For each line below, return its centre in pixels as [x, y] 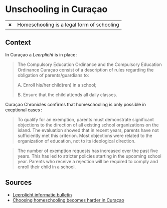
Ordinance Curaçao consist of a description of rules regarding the [86, 70]
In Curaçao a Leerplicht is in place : [41, 54]
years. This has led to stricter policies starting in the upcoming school [89, 156]
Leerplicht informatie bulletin [42, 194]
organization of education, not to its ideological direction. [76, 141]
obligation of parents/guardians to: [53, 75]
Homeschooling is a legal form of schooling [68, 25]
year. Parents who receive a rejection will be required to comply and [88, 161]
